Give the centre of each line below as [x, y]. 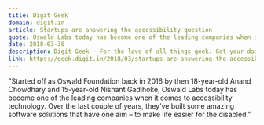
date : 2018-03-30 [37, 45]
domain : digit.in [37, 23]
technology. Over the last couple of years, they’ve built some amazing [121, 105]
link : [17, 59]
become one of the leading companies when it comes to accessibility [121, 98]
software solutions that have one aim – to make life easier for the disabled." [130, 114]
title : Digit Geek [38, 15]
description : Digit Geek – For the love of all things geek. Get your [126, 52]
